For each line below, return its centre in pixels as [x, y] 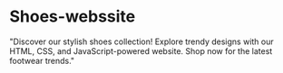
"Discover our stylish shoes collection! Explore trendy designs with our [141, 41]
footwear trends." [42, 60]
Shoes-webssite [73, 17]
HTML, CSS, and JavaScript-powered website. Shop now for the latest [141, 50]
